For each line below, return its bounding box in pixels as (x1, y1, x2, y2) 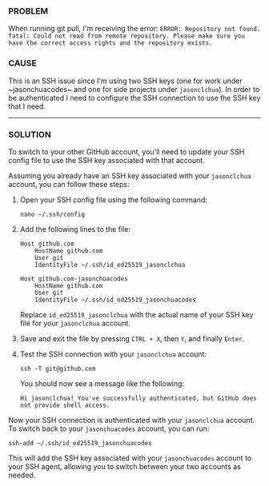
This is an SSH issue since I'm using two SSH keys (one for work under (8, 76, 243, 86)
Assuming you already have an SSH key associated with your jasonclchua (8, 170, 251, 181)
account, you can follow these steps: (8, 179, 130, 189)
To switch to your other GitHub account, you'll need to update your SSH (8, 146, 245, 157)
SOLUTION (8, 129, 52, 140)
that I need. (8, 102, 46, 111)
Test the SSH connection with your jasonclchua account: (19, 349, 207, 359)
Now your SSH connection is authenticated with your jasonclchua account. (8, 415, 255, 424)
